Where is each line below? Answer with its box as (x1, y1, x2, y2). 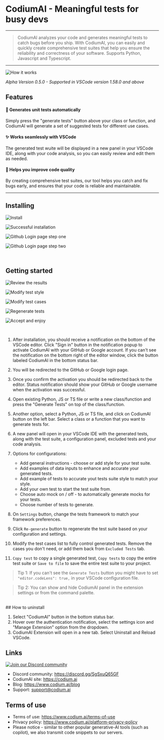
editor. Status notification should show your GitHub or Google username (12, 381, 157, 387)
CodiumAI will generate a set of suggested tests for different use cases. (5, 123, 150, 129)
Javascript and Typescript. (17, 55, 72, 61)
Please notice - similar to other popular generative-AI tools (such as (12, 724, 149, 730)
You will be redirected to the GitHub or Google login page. (12, 367, 129, 373)
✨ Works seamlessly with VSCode (5, 134, 76, 140)
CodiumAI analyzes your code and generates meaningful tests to (17, 34, 148, 40)
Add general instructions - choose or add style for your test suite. (19, 460, 151, 466)
